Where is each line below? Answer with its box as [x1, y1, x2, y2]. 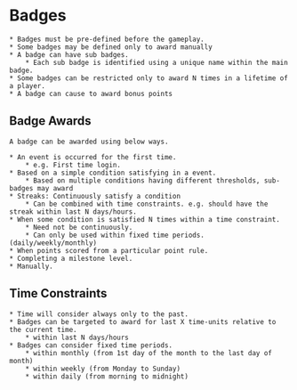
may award [36, 183, 74, 192]
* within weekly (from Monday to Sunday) [25, 364, 181, 373]
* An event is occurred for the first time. [9, 152, 177, 161]
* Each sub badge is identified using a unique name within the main [25, 58, 289, 67]
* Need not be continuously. [25, 223, 133, 232]
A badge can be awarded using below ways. [9, 137, 169, 146]
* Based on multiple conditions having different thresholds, [25, 175, 261, 185]
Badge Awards [9, 113, 92, 129]
